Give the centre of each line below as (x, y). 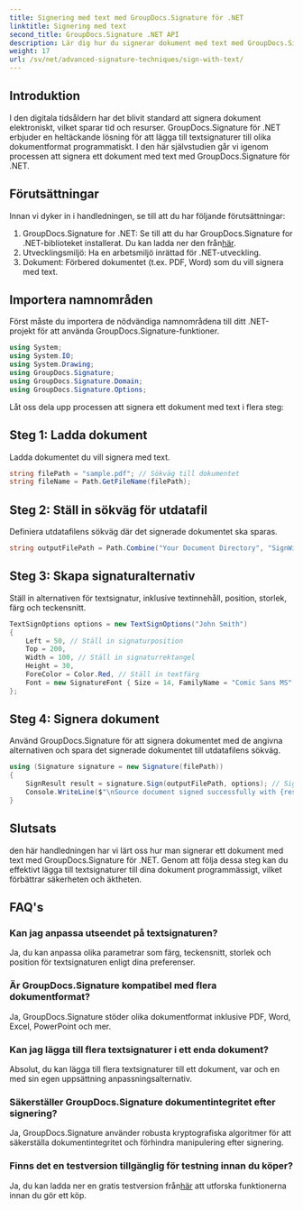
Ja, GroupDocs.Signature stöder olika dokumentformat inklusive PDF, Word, (150, 1016)
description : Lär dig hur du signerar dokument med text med (127, 43)
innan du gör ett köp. (48, 1195)
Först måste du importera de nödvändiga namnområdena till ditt (128, 322)
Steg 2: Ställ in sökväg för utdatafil (109, 510)
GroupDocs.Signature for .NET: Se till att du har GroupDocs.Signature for (157, 233)
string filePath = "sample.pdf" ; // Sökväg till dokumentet (125, 473)
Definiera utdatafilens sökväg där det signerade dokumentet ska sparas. (143, 532)
